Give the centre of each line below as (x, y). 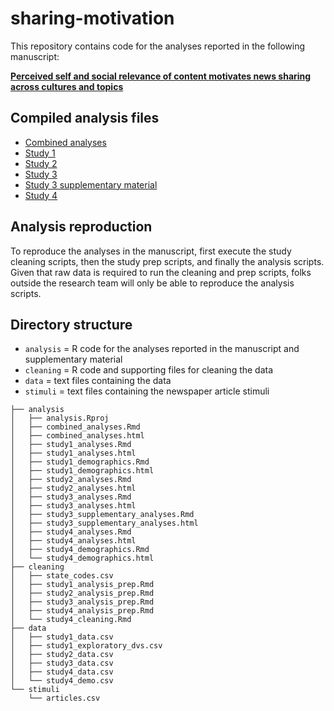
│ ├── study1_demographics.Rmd (80, 462)
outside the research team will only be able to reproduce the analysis (152, 283)
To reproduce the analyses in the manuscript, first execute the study (151, 251)
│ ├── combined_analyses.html (77, 436)
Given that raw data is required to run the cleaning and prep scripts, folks (161, 272)
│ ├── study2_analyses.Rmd (71, 480)
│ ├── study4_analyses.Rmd (71, 532)
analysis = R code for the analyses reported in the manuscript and (162, 349)
